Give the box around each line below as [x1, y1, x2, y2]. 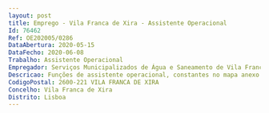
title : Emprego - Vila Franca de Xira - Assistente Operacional [8, 19, 227, 27]
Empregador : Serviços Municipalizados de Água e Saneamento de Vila [8, 64, 242, 72]
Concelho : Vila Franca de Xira [8, 85, 113, 94]
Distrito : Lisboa [8, 93, 66, 101]
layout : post [8, 11, 52, 20]
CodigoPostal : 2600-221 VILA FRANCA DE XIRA [8, 78, 159, 86]
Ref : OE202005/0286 [8, 33, 74, 42]
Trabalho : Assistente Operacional [8, 56, 124, 64]
